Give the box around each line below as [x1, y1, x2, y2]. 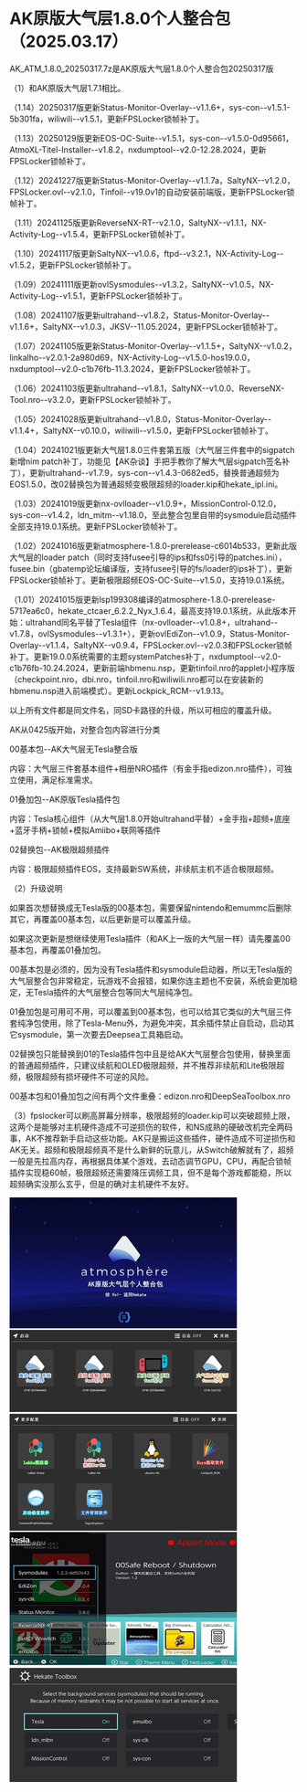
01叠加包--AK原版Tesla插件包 [9, 794, 121, 805]
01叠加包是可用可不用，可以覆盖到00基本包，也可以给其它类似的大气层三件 [9, 1006, 292, 1017]
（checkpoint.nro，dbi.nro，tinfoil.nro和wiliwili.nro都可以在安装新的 [9, 673, 264, 685]
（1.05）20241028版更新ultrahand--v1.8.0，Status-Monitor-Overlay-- [9, 413, 272, 425]
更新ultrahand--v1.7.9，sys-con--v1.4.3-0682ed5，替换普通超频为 [28, 467, 280, 478]
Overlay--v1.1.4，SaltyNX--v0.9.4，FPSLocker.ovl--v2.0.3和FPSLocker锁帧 [9, 639, 292, 650]
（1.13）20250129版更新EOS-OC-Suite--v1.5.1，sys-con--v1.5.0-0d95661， [9, 132, 294, 143]
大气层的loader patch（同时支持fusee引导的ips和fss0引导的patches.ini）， [9, 552, 287, 563]
